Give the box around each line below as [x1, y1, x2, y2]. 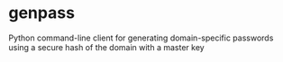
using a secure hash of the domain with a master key [8, 41, 205, 52]
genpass [8, 3, 76, 23]
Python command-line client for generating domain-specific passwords [8, 32, 274, 43]
